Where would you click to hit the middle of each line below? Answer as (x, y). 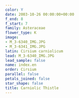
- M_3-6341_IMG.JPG (25, 47)
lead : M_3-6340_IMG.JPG (30, 56)
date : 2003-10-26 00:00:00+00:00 (40, 14)
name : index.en (21, 65)
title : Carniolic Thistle (32, 88)
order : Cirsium (21, 70)
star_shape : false (24, 83)
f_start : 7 (16, 24)
